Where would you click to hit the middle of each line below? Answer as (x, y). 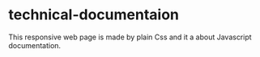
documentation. (35, 45)
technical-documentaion (94, 15)
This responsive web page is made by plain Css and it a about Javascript (130, 37)
